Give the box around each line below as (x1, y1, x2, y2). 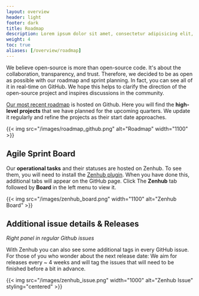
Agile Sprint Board (6, 149, 76, 159)
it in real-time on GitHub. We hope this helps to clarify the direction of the (6, 83, 186, 90)
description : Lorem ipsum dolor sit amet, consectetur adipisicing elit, (6, 31, 194, 37)
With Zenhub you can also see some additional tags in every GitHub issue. (6, 246, 189, 254)
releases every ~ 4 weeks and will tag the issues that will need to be (6, 259, 174, 266)
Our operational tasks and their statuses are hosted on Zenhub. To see (6, 165, 182, 172)
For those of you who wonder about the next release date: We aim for (6, 252, 177, 260)
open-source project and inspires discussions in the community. (6, 89, 164, 96)
